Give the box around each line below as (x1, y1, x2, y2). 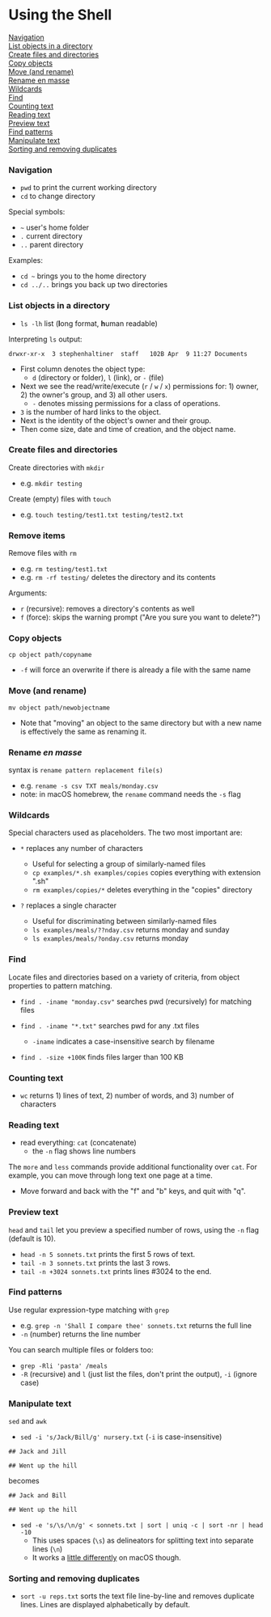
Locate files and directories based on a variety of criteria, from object (8, 972, 240, 982)
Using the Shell (8, 6, 112, 24)
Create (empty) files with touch (8, 493, 112, 503)
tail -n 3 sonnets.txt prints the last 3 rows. (19, 1258, 171, 1268)
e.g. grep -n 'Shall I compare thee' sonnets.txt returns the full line (19, 1320, 252, 1330)
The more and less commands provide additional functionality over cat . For (8, 1162, 257, 1172)
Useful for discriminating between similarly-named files (32, 916, 217, 926)
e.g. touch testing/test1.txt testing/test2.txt (19, 510, 184, 519)
